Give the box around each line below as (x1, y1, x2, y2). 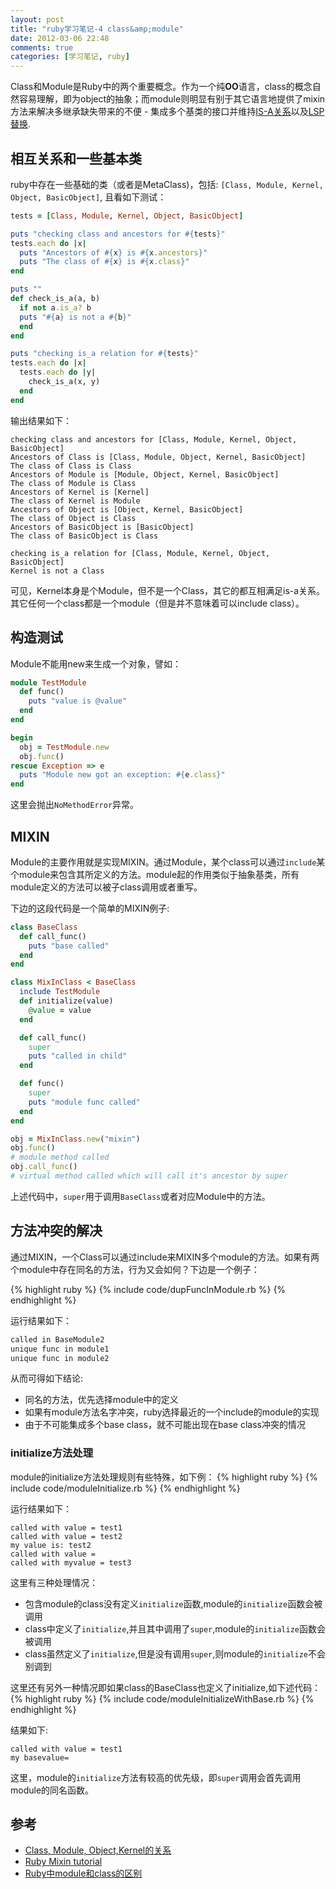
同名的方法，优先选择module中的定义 (24, 1394, 179, 1406)
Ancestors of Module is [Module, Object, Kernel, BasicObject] (10, 469, 280, 480)
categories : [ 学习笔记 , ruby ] (10, 52, 130, 62)
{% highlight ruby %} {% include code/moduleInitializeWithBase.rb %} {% (10, 1692, 315, 1705)
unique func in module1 (10, 1344, 110, 1354)
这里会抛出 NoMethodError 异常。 (10, 799, 140, 811)
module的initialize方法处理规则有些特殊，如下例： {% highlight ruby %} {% (10, 1471, 318, 1483)
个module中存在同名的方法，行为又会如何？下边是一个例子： (10, 1263, 261, 1275)
